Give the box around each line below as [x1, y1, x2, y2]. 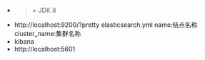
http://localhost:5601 [14, 45, 76, 53]
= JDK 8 [31, 6, 56, 14]
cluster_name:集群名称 [14, 30, 81, 37]
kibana [14, 37, 34, 45]
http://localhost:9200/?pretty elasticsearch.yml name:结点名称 [14, 20, 198, 29]
